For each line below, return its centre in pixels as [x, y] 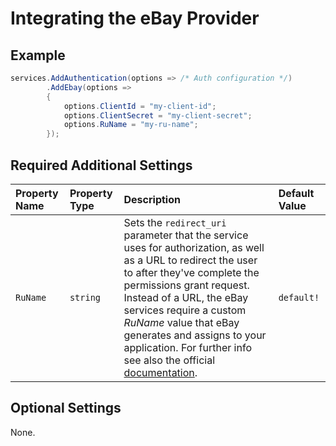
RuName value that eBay [181, 322]
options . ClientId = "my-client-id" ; [140, 106]
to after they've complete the [191, 272]
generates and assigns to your [195, 335]
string [85, 297]
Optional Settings [66, 408]
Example [38, 55]
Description [152, 199]
